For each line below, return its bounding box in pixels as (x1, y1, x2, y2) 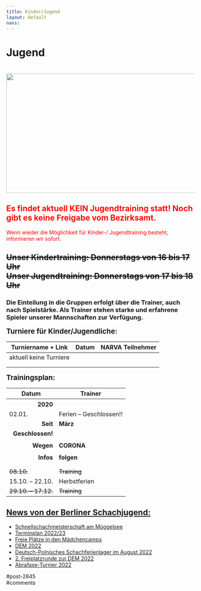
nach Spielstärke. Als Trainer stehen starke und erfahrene (6, 305, 178, 314)
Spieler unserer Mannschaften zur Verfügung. (6, 313, 144, 321)
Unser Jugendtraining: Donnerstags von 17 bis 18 (6, 271, 193, 281)
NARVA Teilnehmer (100, 343, 157, 351)
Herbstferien (59, 477, 95, 486)
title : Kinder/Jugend (6, 8, 60, 15)
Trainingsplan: (6, 373, 56, 382)
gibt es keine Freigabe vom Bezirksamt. (6, 213, 157, 223)
